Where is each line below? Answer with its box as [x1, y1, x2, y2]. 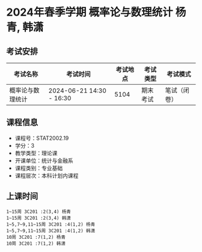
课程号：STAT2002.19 [14, 134, 69, 142]
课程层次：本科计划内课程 [14, 172, 79, 179]
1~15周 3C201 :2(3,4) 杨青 [6, 208, 71, 215]
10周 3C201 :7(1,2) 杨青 [6, 234, 66, 240]
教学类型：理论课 [14, 149, 58, 157]
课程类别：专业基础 [14, 164, 63, 172]
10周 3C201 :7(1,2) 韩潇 [6, 241, 66, 247]
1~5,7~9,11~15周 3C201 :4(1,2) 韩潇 [6, 227, 96, 234]
